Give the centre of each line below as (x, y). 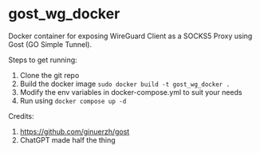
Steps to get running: (43, 60)
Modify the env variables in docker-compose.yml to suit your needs (131, 92)
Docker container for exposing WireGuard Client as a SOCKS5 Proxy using (130, 36)
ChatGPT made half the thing (67, 139)
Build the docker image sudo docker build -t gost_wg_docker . (125, 84)
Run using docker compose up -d (73, 100)
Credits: (21, 116)
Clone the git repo (49, 75)
